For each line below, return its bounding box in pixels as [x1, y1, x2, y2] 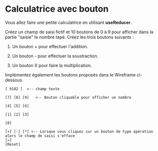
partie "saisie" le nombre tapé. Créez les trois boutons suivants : [5, 34, 134, 40]
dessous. [5, 77, 23, 83]
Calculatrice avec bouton [5, 3, 109, 15]
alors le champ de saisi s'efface [5, 133, 75, 138]
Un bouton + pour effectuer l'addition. [12, 43, 88, 49]
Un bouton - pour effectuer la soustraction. [12, 53, 99, 59]
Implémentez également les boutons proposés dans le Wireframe [5, 72, 136, 77]
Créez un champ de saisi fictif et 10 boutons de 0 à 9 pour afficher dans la [5, 29, 154, 35]
